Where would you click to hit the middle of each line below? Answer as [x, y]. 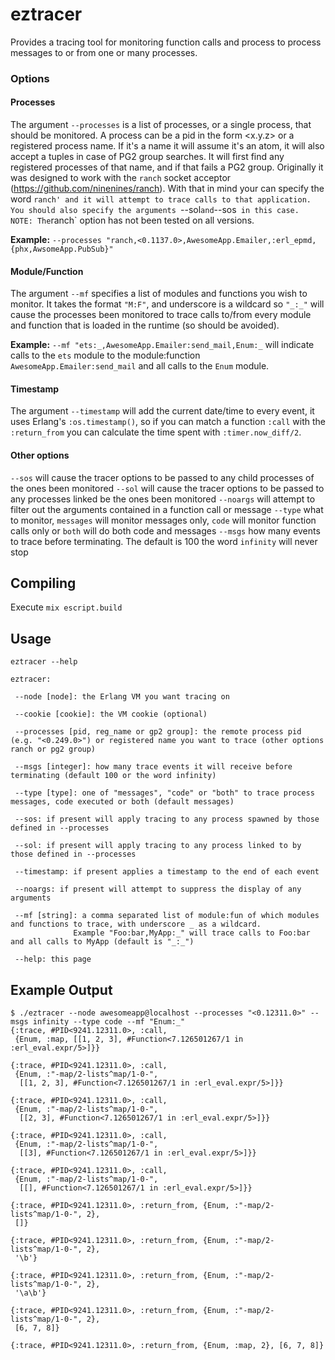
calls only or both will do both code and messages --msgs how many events [165, 530]
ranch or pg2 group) [53, 749]
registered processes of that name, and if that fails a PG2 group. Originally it [167, 167]
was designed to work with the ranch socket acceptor [121, 178]
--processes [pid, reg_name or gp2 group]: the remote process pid [158, 732]
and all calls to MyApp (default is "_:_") [102, 942]
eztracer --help [44, 662]
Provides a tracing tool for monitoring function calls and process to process [166, 42]
